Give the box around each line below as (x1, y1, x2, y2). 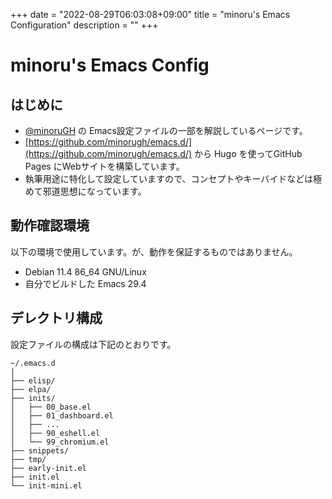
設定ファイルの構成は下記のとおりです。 (10, 338, 177, 350)
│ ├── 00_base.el (10, 402, 92, 412)
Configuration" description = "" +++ (10, 19, 159, 31)
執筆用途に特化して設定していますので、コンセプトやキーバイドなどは (24, 173, 314, 184)
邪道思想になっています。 (42, 185, 147, 197)
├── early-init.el (10, 463, 87, 473)
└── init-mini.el (10, 480, 83, 491)
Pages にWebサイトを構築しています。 (24, 160, 185, 172)
